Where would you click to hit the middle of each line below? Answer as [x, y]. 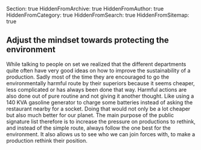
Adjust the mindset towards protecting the [88, 40]
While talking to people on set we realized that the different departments [96, 64]
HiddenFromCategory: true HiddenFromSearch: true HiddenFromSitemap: [98, 15]
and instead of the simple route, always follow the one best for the [88, 128]
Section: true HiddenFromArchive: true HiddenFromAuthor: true [85, 9]
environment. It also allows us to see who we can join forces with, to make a [101, 134]
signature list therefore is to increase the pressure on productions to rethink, [101, 121]
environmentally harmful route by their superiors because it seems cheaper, [101, 83]
